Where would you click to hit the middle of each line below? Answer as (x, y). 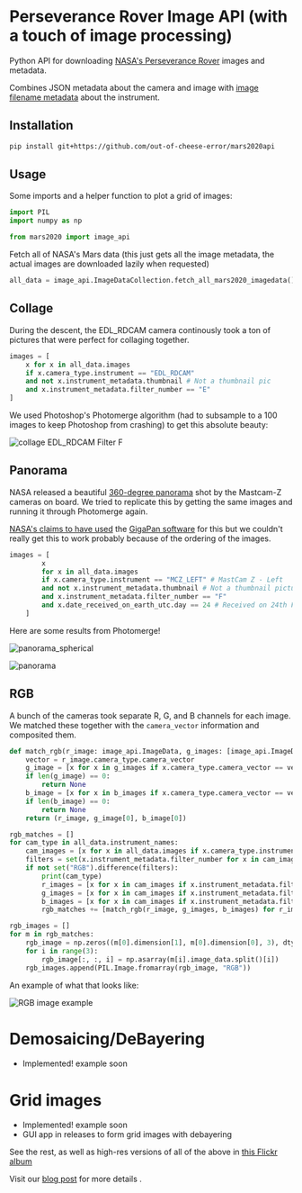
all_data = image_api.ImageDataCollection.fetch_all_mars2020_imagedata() (152, 281)
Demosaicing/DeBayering (107, 1039)
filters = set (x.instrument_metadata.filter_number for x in (142, 860)
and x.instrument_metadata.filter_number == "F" (134, 597)
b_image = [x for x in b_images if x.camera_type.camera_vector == (154, 793)
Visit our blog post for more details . (75, 1179)
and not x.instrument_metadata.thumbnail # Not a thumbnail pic (148, 381)
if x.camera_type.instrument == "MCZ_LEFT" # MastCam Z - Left (162, 580)
